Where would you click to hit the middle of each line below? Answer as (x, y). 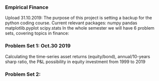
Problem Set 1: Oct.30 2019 (38, 46)
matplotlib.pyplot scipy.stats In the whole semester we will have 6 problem (80, 28)
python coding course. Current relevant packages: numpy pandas (71, 23)
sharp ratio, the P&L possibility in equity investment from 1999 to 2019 (75, 62)
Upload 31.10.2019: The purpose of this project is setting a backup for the (79, 18)
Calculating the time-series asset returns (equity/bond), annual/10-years (78, 56)
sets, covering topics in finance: (37, 33)
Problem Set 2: (23, 74)
